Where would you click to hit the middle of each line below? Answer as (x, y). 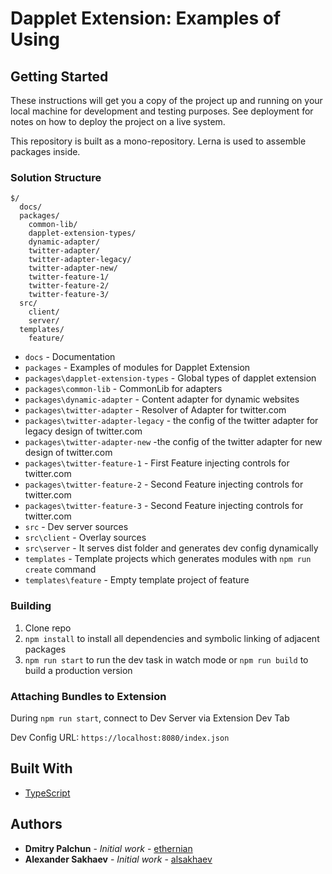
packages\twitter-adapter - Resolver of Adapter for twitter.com (155, 410)
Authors (36, 824)
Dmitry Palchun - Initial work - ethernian (108, 848)
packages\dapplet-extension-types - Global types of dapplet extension (170, 378)
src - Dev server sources (76, 527)
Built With (41, 768)
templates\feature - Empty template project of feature (137, 580)
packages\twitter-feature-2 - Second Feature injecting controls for (164, 484)
